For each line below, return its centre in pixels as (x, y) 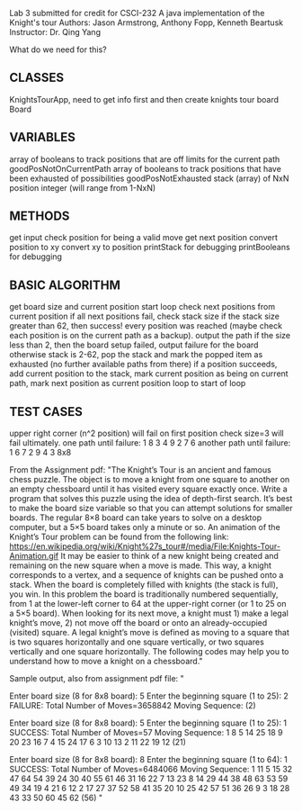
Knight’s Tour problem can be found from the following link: (119, 537)
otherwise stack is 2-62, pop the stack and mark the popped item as (136, 355)
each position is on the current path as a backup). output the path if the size (150, 336)
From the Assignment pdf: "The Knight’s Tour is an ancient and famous (140, 470)
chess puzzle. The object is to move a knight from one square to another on (150, 480)
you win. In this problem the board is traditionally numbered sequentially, (144, 594)
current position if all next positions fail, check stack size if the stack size (145, 316)
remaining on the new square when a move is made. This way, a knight (141, 565)
